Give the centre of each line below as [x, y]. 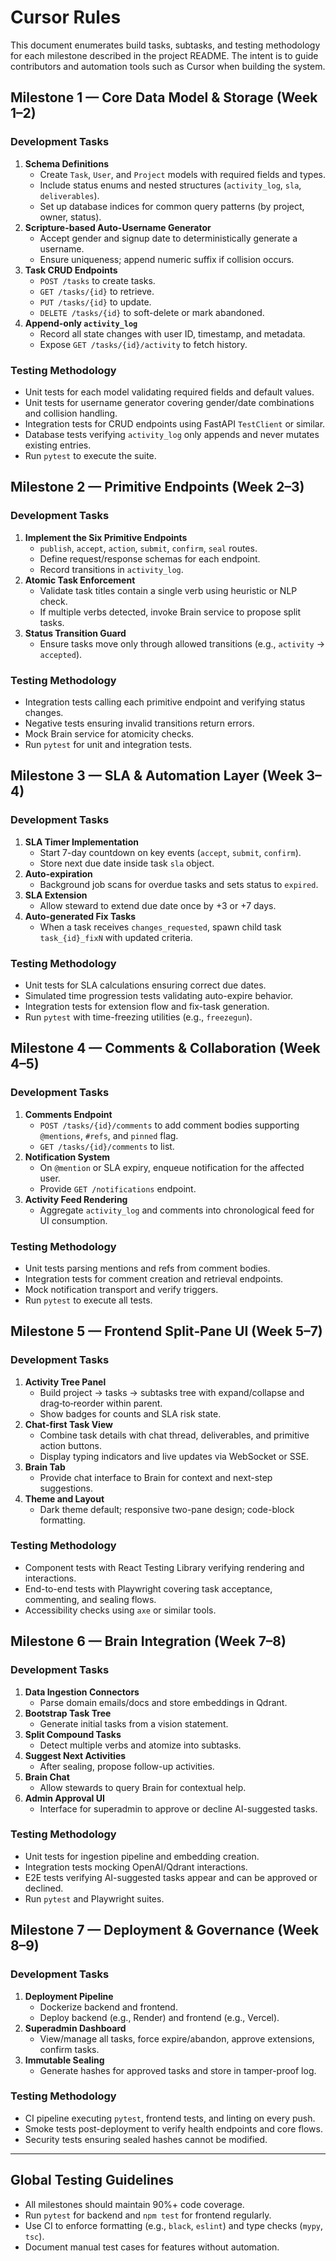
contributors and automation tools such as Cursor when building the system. [168, 66]
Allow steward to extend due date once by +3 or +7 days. [158, 905]
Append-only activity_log [81, 323]
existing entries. [58, 445]
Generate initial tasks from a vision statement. [134, 1723]
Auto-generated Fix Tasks [80, 916]
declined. [44, 1888]
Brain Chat [47, 1777]
